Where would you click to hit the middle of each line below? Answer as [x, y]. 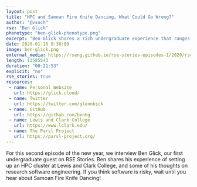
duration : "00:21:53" [33, 66]
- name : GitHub [27, 109]
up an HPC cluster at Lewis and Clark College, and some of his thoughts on [97, 165]
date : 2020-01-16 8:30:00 [38, 44]
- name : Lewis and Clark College [50, 120]
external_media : [26, 55]
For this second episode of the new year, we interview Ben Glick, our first [95, 153]
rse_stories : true [28, 77]
